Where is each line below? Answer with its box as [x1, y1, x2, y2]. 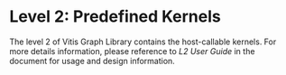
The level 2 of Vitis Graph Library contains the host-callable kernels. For [9, 36, 277, 47]
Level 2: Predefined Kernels [9, 6, 221, 27]
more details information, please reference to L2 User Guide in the [9, 45, 255, 56]
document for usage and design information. [9, 55, 176, 66]
